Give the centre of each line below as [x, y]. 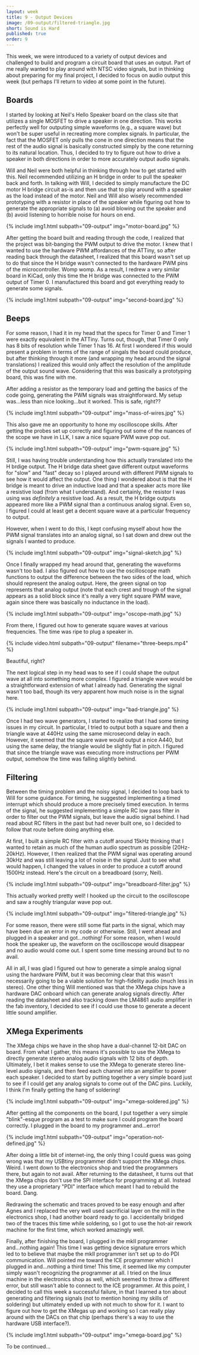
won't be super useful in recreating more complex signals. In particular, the [98, 133]
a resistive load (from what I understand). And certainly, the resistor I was [96, 492]
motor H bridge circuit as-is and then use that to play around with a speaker [99, 189]
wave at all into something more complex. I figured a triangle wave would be [99, 678]
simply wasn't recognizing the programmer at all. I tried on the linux [89, 1273]
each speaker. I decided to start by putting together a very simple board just [99, 1077]
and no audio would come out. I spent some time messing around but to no [98, 950]
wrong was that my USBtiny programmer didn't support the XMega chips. [96, 1162]
